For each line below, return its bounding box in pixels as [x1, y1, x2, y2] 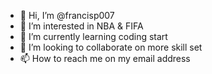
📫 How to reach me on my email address [19, 53, 191, 64]
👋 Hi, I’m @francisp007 [19, 10, 115, 21]
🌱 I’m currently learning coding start [19, 31, 168, 42]
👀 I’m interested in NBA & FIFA [19, 20, 144, 32]
